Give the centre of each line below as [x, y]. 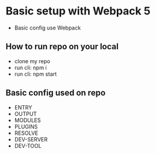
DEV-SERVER [31, 139]
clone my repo [32, 61]
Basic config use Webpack [48, 28]
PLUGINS [26, 126]
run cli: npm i [30, 67]
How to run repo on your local [62, 47]
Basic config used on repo [56, 93]
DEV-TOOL [28, 146]
